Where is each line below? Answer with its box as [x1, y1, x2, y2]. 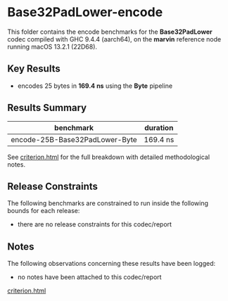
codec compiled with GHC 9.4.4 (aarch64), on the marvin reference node [7, 34, 222, 43]
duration [144, 122, 174, 132]
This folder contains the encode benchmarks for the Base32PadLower [7, 27, 213, 36]
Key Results [7, 63, 61, 75]
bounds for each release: [7, 207, 80, 215]
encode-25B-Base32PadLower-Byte [11, 134, 137, 144]
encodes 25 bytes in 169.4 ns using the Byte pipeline [17, 82, 173, 90]
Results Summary [7, 102, 87, 114]
